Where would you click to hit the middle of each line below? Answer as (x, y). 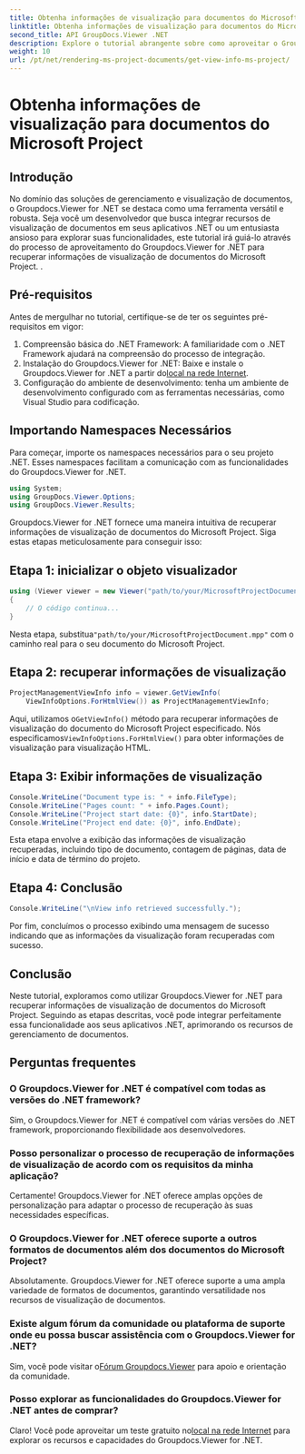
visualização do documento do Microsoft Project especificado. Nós (135, 728)
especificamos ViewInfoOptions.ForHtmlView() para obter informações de (147, 738)
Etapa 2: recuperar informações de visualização (148, 672)
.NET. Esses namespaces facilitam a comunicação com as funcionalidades (149, 462)
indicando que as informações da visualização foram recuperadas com (142, 935)
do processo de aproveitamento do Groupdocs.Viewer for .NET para (137, 247)
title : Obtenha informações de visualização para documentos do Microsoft (154, 18)
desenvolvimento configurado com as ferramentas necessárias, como (153, 392)
